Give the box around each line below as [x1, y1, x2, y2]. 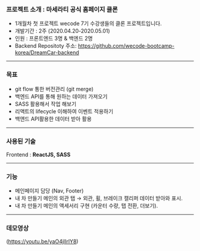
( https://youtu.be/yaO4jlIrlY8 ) [6, 238, 79, 245]
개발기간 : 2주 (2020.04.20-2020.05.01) [14, 27, 110, 35]
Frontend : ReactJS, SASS [6, 151, 71, 158]
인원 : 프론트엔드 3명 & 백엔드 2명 [14, 35, 93, 42]
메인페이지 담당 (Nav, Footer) [14, 187, 84, 194]
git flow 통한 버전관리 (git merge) [14, 85, 94, 92]
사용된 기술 [6, 137, 36, 145]
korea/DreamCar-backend [14, 49, 79, 56]
